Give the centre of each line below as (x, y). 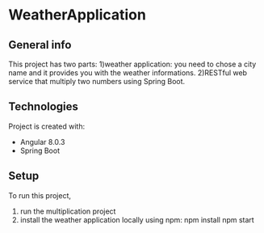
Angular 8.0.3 (42, 142)
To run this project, (40, 195)
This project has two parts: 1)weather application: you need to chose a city (132, 64)
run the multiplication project (68, 211)
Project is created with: (47, 126)
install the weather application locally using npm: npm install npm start (137, 219)
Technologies (44, 107)
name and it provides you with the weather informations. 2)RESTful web (128, 73)
